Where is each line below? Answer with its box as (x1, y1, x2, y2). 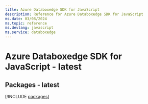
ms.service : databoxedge (5, 30, 56, 35)
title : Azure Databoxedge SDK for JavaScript (5, 7, 99, 12)
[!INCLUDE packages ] (5, 94, 49, 99)
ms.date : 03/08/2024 (5, 16, 48, 21)
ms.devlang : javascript (5, 25, 54, 30)
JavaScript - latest (5, 62, 82, 72)
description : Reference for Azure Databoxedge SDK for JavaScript (5, 12, 144, 17)
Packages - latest (5, 81, 60, 89)
